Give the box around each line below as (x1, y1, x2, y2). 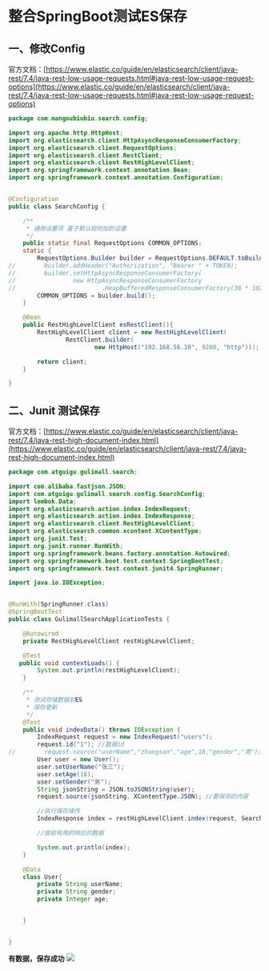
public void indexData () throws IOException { (22, 726, 181, 734)
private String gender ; (37, 888, 116, 896)
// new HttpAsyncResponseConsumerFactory (8, 276, 203, 284)
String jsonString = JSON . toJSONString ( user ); (37, 785, 195, 793)
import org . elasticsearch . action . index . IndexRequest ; (8, 505, 192, 513)
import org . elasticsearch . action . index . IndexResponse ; (8, 512, 195, 521)
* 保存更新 (26, 703, 58, 711)
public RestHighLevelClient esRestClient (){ (22, 321, 174, 329)
